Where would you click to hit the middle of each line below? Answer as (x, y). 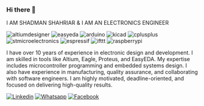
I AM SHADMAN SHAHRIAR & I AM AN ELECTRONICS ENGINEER (88, 23)
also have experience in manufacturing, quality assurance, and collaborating (102, 72)
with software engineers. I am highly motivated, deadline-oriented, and (95, 79)
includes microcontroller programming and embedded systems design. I (97, 65)
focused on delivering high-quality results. (59, 85)
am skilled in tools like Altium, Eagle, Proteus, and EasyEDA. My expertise (98, 59)
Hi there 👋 (21, 10)
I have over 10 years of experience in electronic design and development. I (100, 53)
